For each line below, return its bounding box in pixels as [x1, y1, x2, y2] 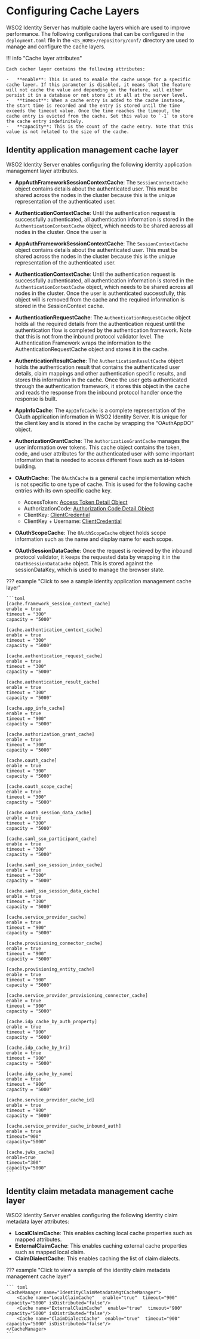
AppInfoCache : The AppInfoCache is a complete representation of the [14, 407, 186, 414]
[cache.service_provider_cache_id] [6, 1097, 95, 1103]
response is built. [14, 395, 58, 402]
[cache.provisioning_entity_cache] [6, 966, 95, 972]
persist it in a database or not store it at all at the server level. [6, 92, 188, 98]
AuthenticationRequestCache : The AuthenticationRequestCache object [14, 313, 191, 321]
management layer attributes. [6, 167, 79, 174]
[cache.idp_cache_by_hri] [6, 1045, 70, 1051]
